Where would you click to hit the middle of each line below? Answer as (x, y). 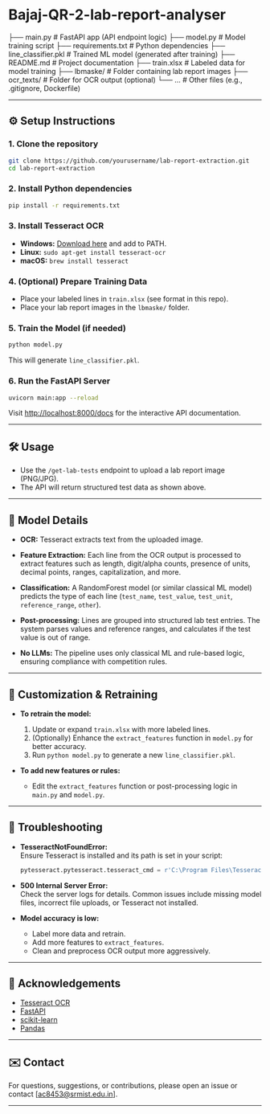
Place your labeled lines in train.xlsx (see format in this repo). (124, 299)
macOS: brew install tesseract (74, 260)
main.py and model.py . (68, 794)
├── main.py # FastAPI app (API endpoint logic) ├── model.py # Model (127, 37)
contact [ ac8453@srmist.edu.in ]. (63, 1094)
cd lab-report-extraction (51, 168)
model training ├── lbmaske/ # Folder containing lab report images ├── (128, 71)
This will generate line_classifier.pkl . (74, 360)
